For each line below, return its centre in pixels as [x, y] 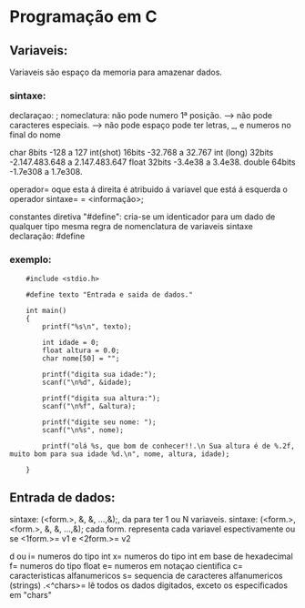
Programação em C [83, 17]
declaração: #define [47, 236]
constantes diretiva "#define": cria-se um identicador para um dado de [142, 217]
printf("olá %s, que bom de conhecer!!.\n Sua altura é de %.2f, [169, 446]
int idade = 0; [71, 342]
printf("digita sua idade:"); [99, 374]
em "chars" [30, 595]
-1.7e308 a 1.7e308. [46, 172]
